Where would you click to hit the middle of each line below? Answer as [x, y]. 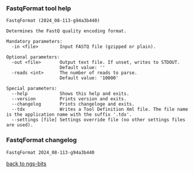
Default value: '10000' [89, 78]
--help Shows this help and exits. [70, 94]
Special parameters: [32, 89]
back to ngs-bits [26, 163]
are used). [20, 125]
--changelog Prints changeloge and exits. [73, 104]
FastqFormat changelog [41, 140]
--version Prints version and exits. [69, 99]
